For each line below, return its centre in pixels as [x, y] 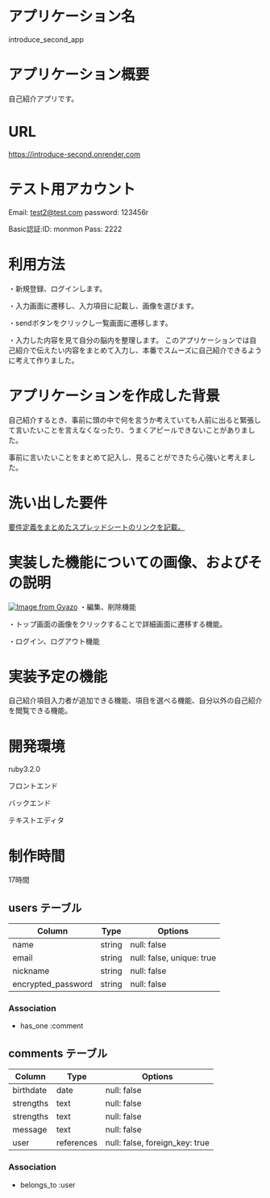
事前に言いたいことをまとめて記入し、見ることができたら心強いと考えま [128, 457]
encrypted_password [52, 985]
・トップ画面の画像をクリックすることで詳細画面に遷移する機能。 [118, 624]
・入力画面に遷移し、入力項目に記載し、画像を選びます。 [104, 306]
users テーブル [45, 907]
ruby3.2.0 [25, 770]
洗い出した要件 [58, 503]
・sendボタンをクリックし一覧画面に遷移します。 [90, 323]
